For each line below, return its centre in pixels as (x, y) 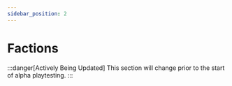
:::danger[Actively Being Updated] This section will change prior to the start (116, 68)
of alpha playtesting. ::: (40, 75)
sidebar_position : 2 (37, 14)
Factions (33, 48)
